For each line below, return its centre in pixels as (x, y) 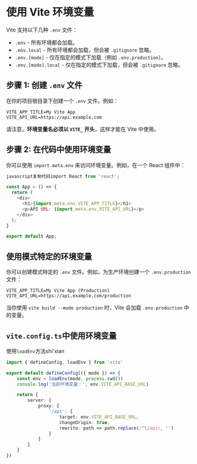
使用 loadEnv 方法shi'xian (35, 351)
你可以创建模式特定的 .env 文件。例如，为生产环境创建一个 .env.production (99, 272)
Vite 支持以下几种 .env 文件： (42, 30)
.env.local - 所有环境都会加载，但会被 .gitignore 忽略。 (85, 50)
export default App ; (32, 236)
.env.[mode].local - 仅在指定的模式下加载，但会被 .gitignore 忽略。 (99, 65)
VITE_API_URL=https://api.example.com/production (69, 296)
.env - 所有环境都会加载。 (46, 42)
